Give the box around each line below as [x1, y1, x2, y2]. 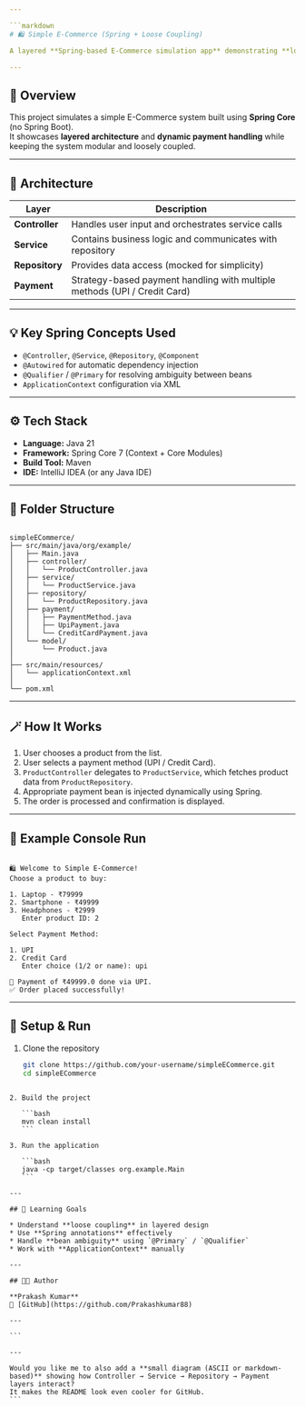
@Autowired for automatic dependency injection [22, 359, 199, 370]
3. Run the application [9, 1141, 100, 1150]
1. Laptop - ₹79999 [9, 890, 84, 900]
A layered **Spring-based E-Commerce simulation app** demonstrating [9, 46, 279, 55]
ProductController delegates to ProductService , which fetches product [22, 767, 289, 778]
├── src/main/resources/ [9, 661, 103, 670]
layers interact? [9, 1379, 75, 1389]
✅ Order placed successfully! [9, 985, 125, 995]
